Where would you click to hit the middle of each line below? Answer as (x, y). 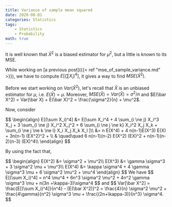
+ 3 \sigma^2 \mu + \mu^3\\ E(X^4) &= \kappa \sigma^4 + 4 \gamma (77, 167)
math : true (17, 39)
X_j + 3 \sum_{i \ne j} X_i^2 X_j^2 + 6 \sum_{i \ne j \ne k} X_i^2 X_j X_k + (81, 125)
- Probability (29, 34)
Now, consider (20, 110)
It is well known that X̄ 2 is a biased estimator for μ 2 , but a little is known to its (86, 53)
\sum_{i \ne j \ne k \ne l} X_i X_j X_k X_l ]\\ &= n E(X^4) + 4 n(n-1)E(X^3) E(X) (86, 130)
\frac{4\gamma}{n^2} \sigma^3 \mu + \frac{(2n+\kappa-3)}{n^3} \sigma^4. (84, 194)
